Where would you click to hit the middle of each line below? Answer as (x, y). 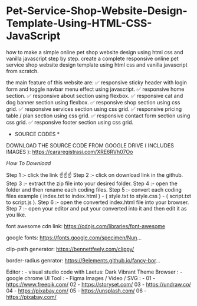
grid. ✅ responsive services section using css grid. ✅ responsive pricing (94, 109)
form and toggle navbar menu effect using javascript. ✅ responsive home (95, 89)
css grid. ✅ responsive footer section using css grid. (70, 122)
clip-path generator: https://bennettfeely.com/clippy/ (70, 249)
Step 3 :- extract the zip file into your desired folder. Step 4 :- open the (92, 183)
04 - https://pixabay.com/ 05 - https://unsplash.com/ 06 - (76, 291)
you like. (16, 215)
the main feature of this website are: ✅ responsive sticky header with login (96, 82)
